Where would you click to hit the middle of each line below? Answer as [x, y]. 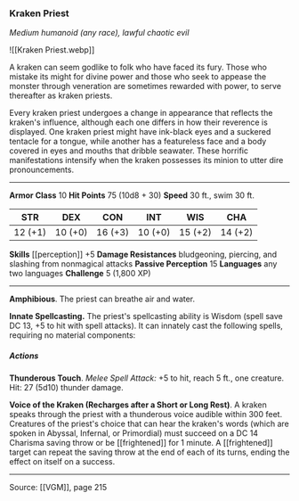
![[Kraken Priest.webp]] [52, 50]
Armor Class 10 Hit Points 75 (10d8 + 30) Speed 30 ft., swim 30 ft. [132, 195]
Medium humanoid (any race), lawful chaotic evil [99, 33]
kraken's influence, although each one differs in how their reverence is [139, 122]
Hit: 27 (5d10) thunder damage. [66, 388]
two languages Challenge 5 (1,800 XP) [80, 274]
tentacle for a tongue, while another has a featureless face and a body [138, 142]
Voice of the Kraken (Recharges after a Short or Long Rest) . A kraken [138, 405]
